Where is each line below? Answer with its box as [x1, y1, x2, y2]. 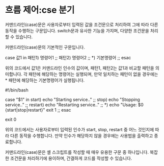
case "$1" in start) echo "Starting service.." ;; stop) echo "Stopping [5, 96, 140, 102]
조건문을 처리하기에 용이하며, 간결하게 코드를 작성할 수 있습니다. [10, 155, 133, 161]
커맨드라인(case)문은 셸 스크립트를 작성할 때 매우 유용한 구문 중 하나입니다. [5, 149, 149, 155]
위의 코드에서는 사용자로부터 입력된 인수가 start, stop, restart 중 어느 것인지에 [5, 126, 154, 132]
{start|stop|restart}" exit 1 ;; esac [5, 107, 71, 113]
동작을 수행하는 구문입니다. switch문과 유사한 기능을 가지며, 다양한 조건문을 [5, 27, 149, 33]
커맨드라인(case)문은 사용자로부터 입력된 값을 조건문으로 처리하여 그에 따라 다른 [5, 22, 159, 27]
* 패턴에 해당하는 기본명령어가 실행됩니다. [5, 77, 85, 83]
